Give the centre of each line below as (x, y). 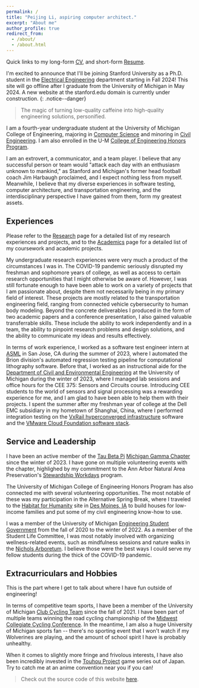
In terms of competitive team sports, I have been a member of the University (99, 606)
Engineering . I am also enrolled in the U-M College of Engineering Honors (96, 140)
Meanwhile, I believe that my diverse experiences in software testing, (91, 183)
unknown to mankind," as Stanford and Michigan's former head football (94, 171)
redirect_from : (25, 34)
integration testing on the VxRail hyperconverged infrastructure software (95, 416)
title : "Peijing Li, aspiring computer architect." (71, 17)
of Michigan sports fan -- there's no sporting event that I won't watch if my (98, 631)
